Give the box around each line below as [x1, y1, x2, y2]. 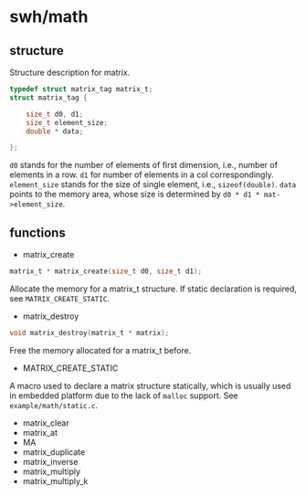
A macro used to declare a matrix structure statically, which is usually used [9, 380, 291, 391]
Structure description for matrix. [9, 67, 131, 78]
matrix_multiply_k [22, 475, 89, 486]
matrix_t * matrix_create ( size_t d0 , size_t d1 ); [9, 267, 203, 276]
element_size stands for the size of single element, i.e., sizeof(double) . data [9, 179, 297, 190]
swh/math [9, 6, 89, 27]
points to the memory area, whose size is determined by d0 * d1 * [9, 189, 260, 200]
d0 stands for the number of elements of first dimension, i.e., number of [9, 160, 279, 171]
